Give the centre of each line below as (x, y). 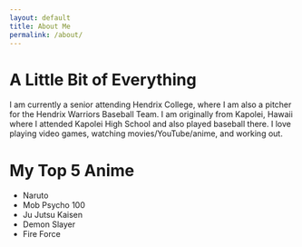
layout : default (40, 18)
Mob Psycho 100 (54, 205)
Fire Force (41, 234)
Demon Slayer (49, 224)
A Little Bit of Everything (103, 79)
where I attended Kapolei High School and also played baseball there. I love (151, 124)
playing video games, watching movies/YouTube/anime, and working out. (146, 133)
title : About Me (40, 26)
